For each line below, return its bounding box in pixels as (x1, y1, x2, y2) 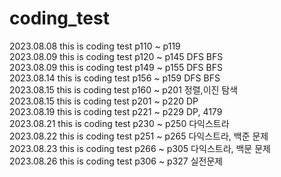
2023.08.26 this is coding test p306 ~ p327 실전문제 (9, 155, 224, 167)
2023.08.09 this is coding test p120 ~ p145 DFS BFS (9, 50, 224, 62)
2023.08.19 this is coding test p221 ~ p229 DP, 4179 (9, 105, 223, 117)
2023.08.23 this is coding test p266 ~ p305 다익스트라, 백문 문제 (9, 142, 271, 154)
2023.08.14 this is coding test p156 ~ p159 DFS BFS (9, 72, 221, 84)
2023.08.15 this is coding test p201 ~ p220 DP (9, 95, 199, 107)
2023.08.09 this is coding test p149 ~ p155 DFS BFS (9, 61, 223, 73)
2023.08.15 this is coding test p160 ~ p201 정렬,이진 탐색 (9, 83, 239, 96)
